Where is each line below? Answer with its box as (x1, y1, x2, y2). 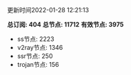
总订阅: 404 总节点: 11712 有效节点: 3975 (7, 20, 124, 29)
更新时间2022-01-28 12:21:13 (7, 6, 90, 14)
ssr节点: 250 (17, 52, 53, 60)
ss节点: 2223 (17, 35, 54, 43)
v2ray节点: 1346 (17, 44, 63, 51)
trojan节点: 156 (17, 61, 59, 68)
